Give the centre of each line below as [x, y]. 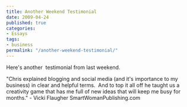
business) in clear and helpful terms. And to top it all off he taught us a [93, 85]
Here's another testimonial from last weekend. [63, 67]
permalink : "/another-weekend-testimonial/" [62, 51]
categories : [21, 28]
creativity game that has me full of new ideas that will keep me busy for [93, 91]
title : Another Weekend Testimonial [51, 12]
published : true [26, 23]
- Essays [17, 34]
